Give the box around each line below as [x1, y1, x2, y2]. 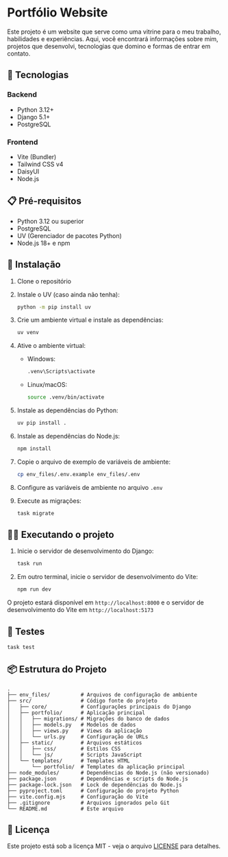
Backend [7, 90, 38, 99]
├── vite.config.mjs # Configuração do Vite [7, 793, 149, 800]
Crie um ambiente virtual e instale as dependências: [16, 316, 164, 324]
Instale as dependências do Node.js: [16, 432, 121, 440]
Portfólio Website [7, 5, 108, 21]
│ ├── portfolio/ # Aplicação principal [7, 709, 146, 716]
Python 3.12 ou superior [16, 217, 84, 225]
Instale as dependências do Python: [16, 406, 118, 414]
